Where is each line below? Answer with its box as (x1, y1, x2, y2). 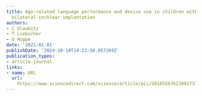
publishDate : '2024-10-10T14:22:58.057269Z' (6, 48, 120, 54)
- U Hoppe (6, 36, 31, 42)
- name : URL (6, 70, 36, 76)
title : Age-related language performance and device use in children (6, 8, 185, 15)
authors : (6, 20, 28, 26)
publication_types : (6, 53, 55, 59)
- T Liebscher (6, 31, 42, 37)
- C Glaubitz (6, 25, 39, 32)
